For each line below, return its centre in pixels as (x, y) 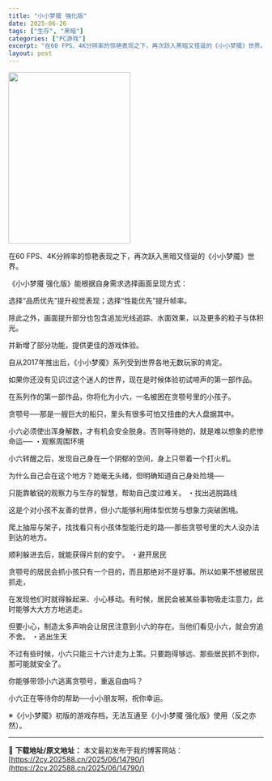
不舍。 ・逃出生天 (38, 637)
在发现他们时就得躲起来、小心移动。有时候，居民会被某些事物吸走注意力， (132, 599)
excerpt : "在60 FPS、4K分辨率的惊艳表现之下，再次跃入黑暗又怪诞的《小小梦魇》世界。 (138, 46)
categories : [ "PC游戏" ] (47, 38)
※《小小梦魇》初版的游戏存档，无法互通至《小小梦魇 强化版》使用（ (121, 715)
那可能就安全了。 (37, 664)
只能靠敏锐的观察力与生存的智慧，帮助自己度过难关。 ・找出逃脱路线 (123, 493)
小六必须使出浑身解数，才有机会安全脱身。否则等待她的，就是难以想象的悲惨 (136, 431)
